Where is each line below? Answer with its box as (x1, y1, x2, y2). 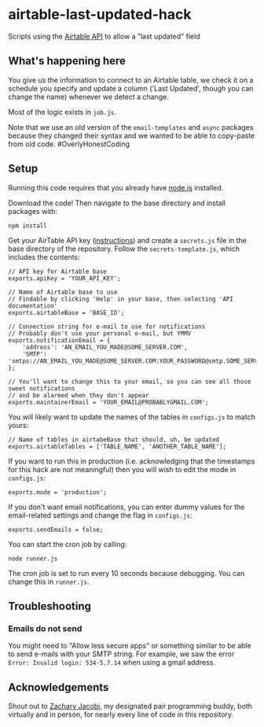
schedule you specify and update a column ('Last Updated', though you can (8, 83, 254, 93)
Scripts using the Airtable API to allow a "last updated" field (8, 31, 200, 41)
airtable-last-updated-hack (8, 6, 192, 24)
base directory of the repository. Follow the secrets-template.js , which (8, 244, 240, 253)
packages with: (8, 206, 57, 216)
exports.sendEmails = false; (8, 526, 104, 533)
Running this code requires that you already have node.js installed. (8, 183, 224, 192)
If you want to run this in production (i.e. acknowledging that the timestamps (8, 456, 255, 466)
